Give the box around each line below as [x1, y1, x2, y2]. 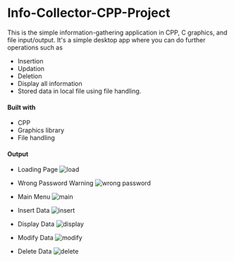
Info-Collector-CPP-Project [7, 5, 171, 21]
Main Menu [17, 192, 51, 201]
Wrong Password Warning [17, 179, 94, 187]
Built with [7, 103, 36, 111]
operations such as [7, 43, 63, 51]
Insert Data [17, 206, 50, 215]
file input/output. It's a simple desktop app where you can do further [7, 35, 206, 44]
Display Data [17, 220, 55, 228]
